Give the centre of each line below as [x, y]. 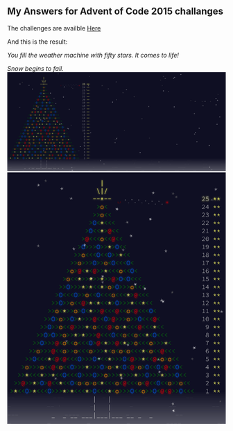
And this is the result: [37, 42]
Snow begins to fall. [36, 68]
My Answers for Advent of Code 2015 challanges [115, 11]
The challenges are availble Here [54, 28]
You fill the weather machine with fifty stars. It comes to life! [93, 55]
